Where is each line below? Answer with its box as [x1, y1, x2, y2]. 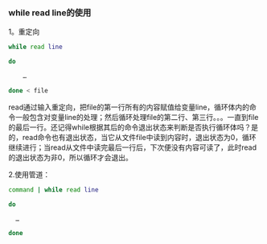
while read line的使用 [8, 6, 92, 18]
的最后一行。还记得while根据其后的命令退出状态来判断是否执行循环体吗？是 [8, 122, 259, 132]
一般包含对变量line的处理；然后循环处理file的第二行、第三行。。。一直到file [14, 112, 259, 122]
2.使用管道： [8, 169, 51, 179]
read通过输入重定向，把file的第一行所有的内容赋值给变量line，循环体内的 [8, 102, 250, 112]
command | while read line [8, 185, 99, 194]
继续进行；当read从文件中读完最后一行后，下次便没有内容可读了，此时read [8, 143, 257, 152]
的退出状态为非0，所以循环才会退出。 [8, 152, 133, 162]
